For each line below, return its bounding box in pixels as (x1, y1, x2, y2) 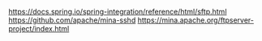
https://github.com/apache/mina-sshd (8, 15, 136, 25)
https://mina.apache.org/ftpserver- (137, 15, 254, 25)
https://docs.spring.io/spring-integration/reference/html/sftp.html (8, 7, 227, 16)
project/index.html (8, 24, 70, 33)
